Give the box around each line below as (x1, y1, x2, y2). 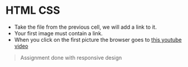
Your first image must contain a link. (14, 29, 103, 36)
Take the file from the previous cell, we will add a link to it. (14, 23, 157, 31)
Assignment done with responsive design (20, 54, 122, 61)
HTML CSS (5, 4, 60, 17)
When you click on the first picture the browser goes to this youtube (14, 36, 182, 43)
